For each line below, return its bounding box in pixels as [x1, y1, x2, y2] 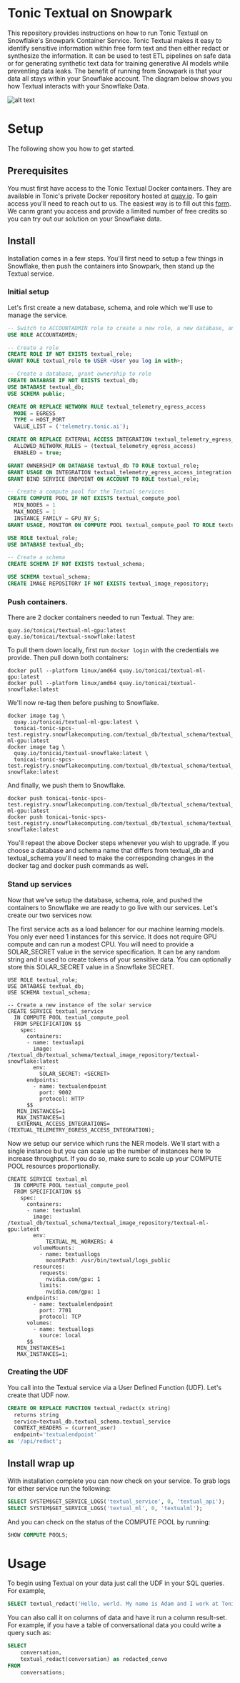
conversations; [20, 1669, 66, 1676]
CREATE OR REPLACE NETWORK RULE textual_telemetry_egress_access [7, 403, 206, 410]
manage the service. [7, 311, 68, 319]
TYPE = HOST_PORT [14, 416, 66, 424]
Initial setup [7, 287, 49, 297]
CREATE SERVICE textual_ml [7, 1175, 88, 1183]
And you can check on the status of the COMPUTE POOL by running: [7, 1517, 211, 1526]
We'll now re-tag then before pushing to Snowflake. [7, 699, 159, 707]
